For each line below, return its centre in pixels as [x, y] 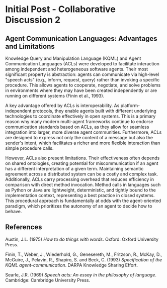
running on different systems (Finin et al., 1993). [55, 96]
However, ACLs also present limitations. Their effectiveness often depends [82, 158]
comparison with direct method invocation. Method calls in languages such [83, 185]
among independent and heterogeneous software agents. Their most [77, 69]
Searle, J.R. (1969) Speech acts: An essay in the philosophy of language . [81, 274]
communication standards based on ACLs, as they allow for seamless [77, 127]
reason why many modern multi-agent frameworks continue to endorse [79, 121]
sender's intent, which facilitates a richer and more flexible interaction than [83, 143]
